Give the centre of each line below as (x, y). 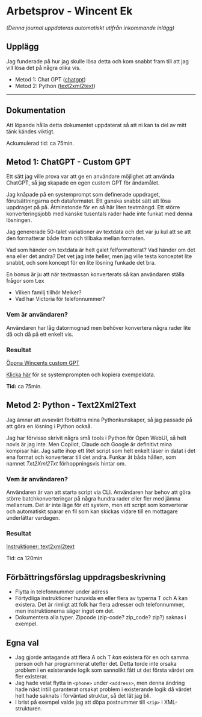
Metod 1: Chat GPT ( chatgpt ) (50, 79)
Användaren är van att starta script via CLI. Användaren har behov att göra (99, 492)
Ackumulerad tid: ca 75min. (40, 143)
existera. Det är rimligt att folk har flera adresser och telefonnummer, (100, 605)
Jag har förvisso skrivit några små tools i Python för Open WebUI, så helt (96, 438)
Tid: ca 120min (24, 558)
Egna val (23, 643)
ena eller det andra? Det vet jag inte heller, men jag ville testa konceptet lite (99, 256)
